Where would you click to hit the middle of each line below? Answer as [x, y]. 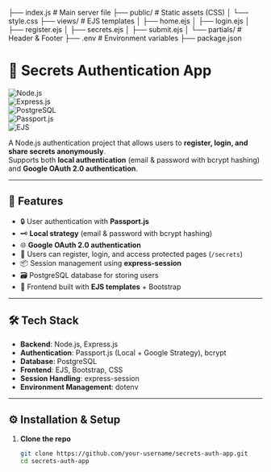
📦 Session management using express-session [101, 263]
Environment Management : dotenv [79, 387]
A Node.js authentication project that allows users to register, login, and [128, 143]
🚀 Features [36, 201]
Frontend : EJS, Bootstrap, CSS [71, 370]
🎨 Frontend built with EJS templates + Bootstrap [100, 287]
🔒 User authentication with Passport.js [84, 221]
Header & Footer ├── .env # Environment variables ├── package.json [125, 38]
